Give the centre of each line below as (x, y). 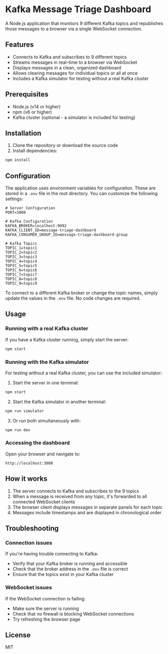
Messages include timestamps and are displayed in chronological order (87, 512)
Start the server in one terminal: (46, 382)
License (18, 635)
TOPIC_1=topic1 (21, 248)
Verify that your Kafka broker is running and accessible (70, 564)
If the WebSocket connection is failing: (46, 598)
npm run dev (18, 430)
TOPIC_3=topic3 (21, 257)
